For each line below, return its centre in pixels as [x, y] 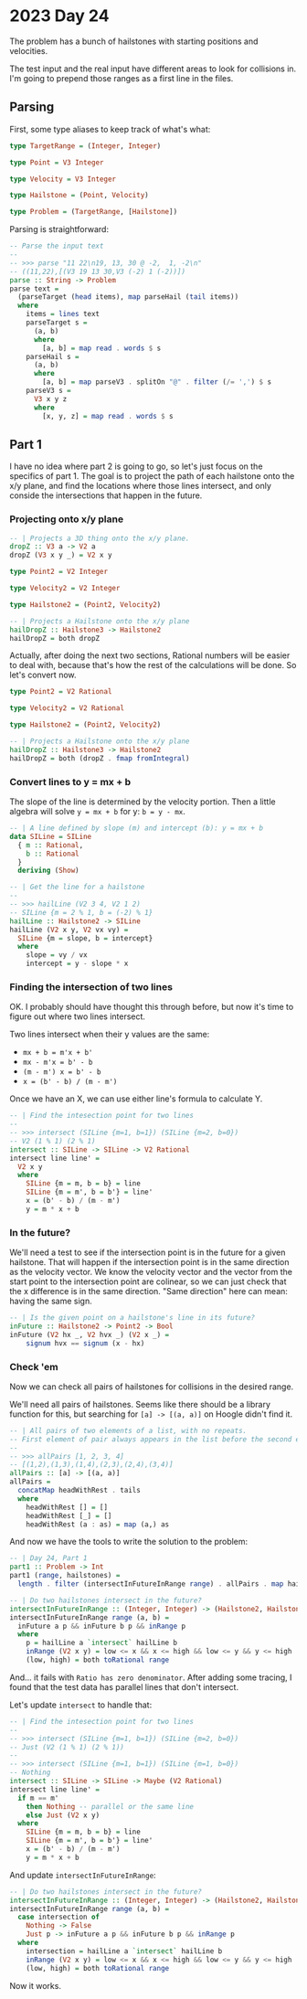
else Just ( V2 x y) [63, 1815]
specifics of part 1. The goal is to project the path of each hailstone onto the [152, 476]
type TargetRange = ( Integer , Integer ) [85, 146]
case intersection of [59, 1917]
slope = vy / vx [57, 955]
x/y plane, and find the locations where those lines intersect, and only [141, 486]
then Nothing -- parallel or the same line [110, 1806]
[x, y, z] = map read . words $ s [108, 416]
